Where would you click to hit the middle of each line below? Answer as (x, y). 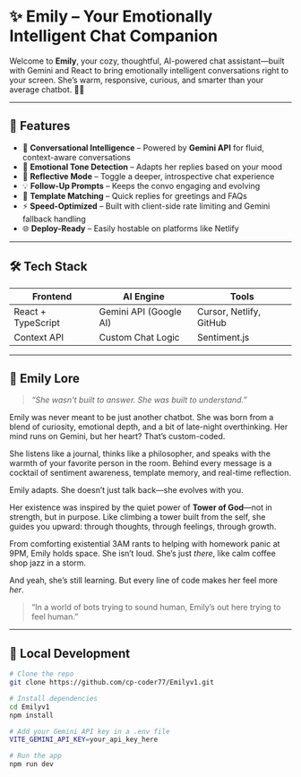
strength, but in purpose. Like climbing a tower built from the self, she (138, 517)
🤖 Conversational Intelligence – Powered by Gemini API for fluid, (143, 147)
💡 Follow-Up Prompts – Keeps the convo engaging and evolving (141, 186)
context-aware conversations (77, 157)
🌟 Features (40, 126)
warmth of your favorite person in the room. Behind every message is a (141, 463)
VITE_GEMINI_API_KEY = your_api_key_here (84, 740)
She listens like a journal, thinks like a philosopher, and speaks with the (140, 453)
